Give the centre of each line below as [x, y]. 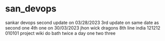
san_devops [31, 9]
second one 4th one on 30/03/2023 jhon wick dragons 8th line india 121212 [83, 27]
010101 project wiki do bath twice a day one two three [60, 33]
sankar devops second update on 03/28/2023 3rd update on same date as [82, 22]
